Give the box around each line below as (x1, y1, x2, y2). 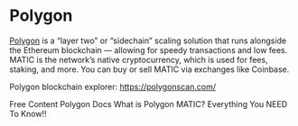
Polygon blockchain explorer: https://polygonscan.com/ (9, 81, 217, 92)
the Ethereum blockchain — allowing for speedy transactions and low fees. (9, 44, 288, 55)
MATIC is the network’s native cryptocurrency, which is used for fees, (9, 54, 268, 65)
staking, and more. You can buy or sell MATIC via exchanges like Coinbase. (9, 64, 290, 75)
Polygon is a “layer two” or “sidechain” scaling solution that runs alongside (9, 35, 287, 46)
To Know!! (9, 108, 47, 119)
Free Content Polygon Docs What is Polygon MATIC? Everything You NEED (9, 98, 287, 109)
